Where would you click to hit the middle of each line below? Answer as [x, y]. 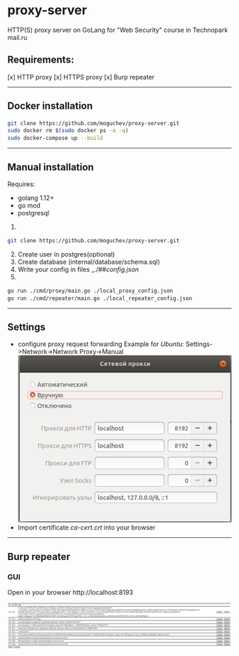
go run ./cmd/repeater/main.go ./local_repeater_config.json [100, 298]
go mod [29, 205]
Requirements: [41, 60]
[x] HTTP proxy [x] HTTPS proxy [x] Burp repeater [81, 77]
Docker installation [50, 106]
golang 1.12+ [36, 198]
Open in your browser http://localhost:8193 [70, 593]
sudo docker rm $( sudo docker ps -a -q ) [68, 131]
